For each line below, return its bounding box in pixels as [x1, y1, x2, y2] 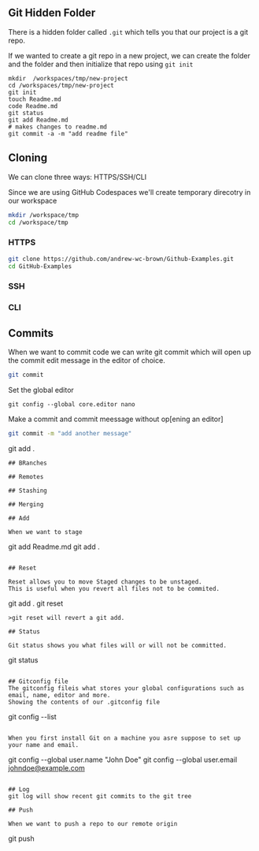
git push [8, 834, 35, 843]
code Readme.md [8, 102, 58, 110]
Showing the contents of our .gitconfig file [8, 698, 160, 706]
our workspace [8, 196, 57, 205]
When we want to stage [8, 528, 83, 536]
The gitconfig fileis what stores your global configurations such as [8, 684, 245, 692]
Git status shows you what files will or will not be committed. [8, 641, 227, 649]
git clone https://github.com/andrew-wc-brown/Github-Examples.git [8, 255, 235, 263]
